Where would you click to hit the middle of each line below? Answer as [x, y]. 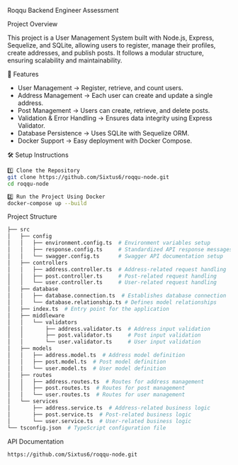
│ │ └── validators [42, 322]
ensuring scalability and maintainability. [65, 60]
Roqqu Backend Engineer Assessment [63, 10]
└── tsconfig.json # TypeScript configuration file [87, 428]
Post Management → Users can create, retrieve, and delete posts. [114, 110]
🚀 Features [23, 74]
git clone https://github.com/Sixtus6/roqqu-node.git [89, 177]
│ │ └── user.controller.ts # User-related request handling [112, 283]
